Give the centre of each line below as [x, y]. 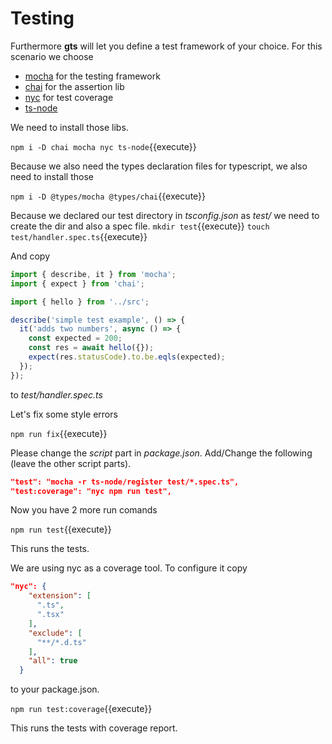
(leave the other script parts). [71, 463]
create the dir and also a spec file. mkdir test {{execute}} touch [140, 226]
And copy [30, 256]
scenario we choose [52, 56]
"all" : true [53, 661]
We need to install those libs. [69, 127]
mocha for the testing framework [92, 76]
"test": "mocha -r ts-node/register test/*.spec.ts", [125, 482]
